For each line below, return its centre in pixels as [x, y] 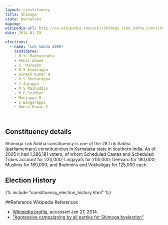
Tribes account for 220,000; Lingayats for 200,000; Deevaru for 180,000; [80, 159]
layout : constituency [28, 10]
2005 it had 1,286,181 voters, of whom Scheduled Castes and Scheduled [79, 154]
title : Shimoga [21, 14]
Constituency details [38, 131]
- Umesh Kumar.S [31, 107]
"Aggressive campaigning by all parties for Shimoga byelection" [78, 217]
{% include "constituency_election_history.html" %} [58, 192]
